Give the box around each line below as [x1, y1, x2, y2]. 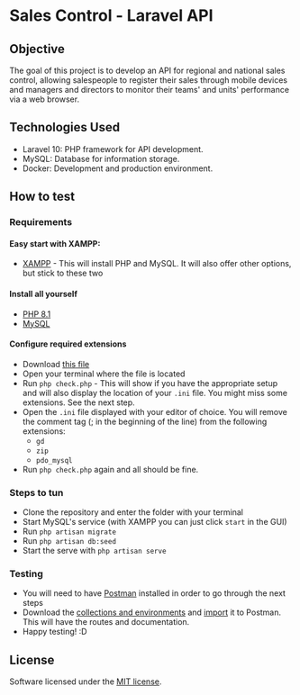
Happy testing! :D [22, 627, 87, 637]
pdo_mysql [35, 456, 74, 465]
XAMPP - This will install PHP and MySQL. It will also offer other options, [22, 258, 292, 269]
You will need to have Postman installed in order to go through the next [22, 588, 286, 599]
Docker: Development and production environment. [22, 163, 214, 174]
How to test [9, 189, 75, 204]
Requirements [9, 216, 73, 229]
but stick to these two [22, 267, 104, 279]
